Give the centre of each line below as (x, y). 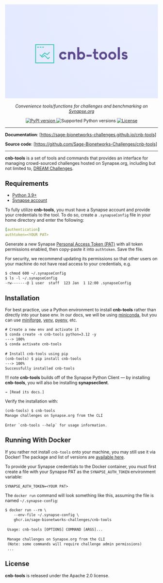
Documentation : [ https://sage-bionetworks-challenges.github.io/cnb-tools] (81, 134)
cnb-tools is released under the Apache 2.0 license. (57, 575)
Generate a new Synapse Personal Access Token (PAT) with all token (74, 244)
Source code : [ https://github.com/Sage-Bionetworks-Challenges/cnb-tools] (81, 144)
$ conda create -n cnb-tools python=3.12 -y (51, 334)
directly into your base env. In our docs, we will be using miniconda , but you (81, 315)
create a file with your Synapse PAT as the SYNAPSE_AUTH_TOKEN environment (81, 472)
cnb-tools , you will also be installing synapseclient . (57, 382)
